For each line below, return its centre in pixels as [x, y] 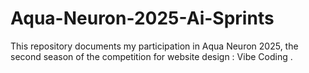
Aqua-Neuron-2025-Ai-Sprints [142, 18]
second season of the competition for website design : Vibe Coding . [151, 56]
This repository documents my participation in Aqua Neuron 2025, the [154, 46]
